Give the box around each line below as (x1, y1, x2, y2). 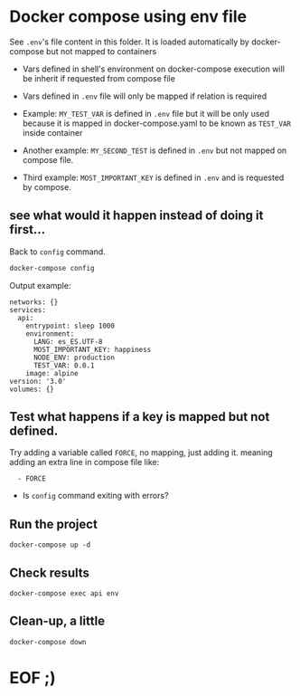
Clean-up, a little (9, 614, 106, 629)
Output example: (9, 280, 71, 291)
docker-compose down (9, 637, 88, 646)
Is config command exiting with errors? (22, 491, 169, 501)
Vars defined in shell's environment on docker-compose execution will (22, 63, 285, 74)
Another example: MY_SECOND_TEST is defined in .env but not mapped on (22, 145, 287, 156)
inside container (22, 127, 83, 138)
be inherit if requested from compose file (22, 72, 176, 83)
